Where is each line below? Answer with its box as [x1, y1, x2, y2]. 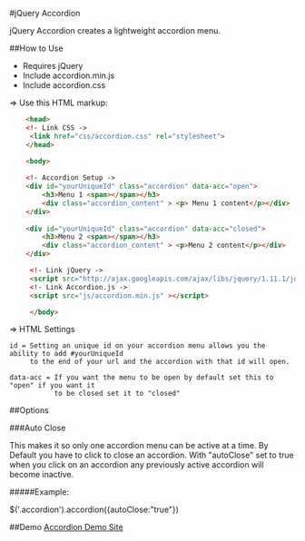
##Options [9, 405, 50, 416]
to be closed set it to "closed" [54, 389, 181, 398]
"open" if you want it [9, 381, 95, 390]
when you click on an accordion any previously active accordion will [9, 459, 265, 470]
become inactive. [9, 469, 74, 480]
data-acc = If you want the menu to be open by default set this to [9, 373, 274, 382]
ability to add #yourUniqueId [9, 349, 124, 359]
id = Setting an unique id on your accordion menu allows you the [9, 341, 266, 350]
